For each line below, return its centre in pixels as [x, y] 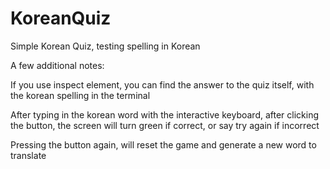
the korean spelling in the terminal [80, 95]
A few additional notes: [57, 65]
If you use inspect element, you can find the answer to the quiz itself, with [162, 84]
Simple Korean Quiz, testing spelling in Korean [105, 46]
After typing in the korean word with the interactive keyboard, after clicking [165, 114]
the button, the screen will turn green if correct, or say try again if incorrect [165, 125]
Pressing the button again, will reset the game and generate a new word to [163, 144]
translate [28, 155]
